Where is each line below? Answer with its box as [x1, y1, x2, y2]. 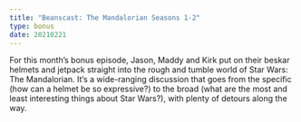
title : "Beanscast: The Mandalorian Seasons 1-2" [9, 13, 201, 23]
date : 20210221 [9, 30, 67, 39]
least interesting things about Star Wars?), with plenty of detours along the [9, 93, 287, 104]
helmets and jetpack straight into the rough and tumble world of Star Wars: [9, 64, 288, 75]
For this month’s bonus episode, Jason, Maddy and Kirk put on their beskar [9, 55, 290, 66]
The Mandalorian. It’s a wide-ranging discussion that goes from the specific [9, 74, 292, 85]
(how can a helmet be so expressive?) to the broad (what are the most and [9, 83, 288, 95]
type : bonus [9, 22, 54, 31]
